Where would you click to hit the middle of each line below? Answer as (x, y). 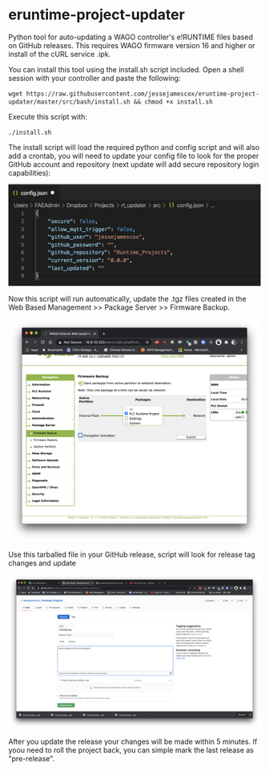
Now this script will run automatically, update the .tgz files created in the (127, 299)
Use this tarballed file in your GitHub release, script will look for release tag (132, 554)
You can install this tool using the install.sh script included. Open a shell (126, 69)
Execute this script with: (48, 116)
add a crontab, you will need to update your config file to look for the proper (134, 156)
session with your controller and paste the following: (95, 78)
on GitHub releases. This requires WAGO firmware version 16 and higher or (132, 45)
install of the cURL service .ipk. (60, 54)
